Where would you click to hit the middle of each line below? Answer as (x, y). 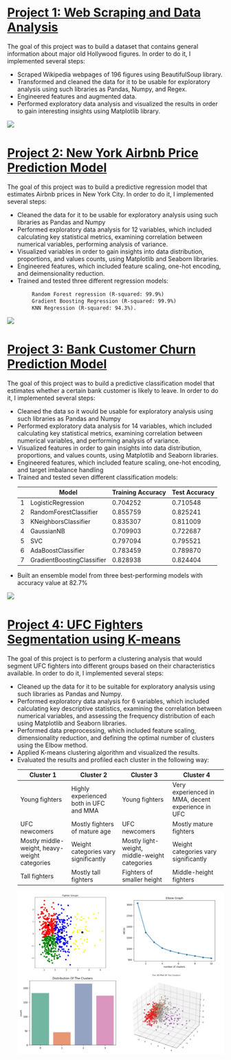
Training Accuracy (139, 492)
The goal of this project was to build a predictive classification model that (111, 383)
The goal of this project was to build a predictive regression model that (107, 187)
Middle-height (193, 872)
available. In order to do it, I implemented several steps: (85, 673)
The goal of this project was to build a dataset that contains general (103, 46)
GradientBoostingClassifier (68, 560)
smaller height (142, 879)
